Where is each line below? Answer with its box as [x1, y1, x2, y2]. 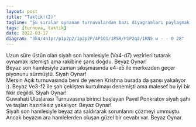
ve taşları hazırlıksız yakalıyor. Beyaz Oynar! [6, 102, 112, 108]
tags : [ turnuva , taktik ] [6, 25, 67, 31]
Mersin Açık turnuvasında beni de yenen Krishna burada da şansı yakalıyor [6, 77, 186, 84]
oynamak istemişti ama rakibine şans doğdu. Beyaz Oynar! [6, 58, 147, 65]
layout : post [6, 8, 38, 15]
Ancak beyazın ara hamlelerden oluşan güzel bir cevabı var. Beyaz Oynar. [6, 114, 183, 121]
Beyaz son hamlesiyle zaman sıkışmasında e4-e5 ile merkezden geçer [6, 64, 176, 71]
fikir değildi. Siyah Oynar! [6, 89, 67, 96]
